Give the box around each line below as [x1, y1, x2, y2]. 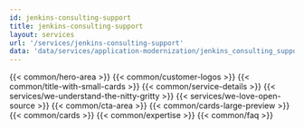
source [9, 100, 36, 111]
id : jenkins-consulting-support [9, 13, 131, 23]
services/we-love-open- [189, 91, 281, 102]
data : [9, 47, 30, 56]
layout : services [9, 30, 75, 39]
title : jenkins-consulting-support [9, 22, 144, 31]
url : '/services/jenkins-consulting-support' [9, 38, 184, 48]
